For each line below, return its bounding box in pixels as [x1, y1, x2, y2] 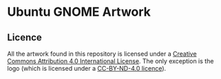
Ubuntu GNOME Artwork [7, 4, 151, 20]
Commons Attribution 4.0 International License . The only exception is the [7, 57, 214, 65]
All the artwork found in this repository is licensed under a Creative [7, 49, 198, 58]
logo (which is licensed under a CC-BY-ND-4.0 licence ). [7, 65, 167, 72]
